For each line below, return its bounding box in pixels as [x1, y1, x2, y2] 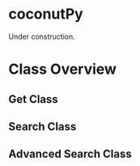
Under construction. [8, 32, 75, 41]
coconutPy [8, 5, 83, 23]
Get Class [8, 92, 58, 106]
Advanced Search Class [8, 147, 132, 161]
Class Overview [8, 60, 117, 79]
